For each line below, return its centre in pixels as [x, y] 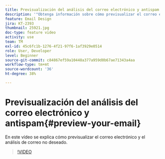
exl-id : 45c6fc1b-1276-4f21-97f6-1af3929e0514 [54, 46]
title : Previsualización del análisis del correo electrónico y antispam [82, 10]
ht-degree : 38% [21, 74]
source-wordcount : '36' [29, 69]
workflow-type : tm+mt [27, 64]
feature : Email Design [28, 19]
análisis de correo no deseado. [36, 142]
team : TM [14, 42]
